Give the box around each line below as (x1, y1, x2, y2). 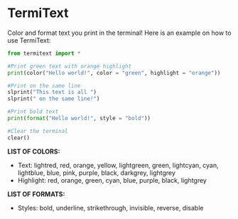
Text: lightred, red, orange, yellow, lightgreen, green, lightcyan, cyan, (17, 161, 219, 169)
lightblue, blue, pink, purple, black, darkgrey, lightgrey (17, 169, 176, 177)
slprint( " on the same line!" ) (7, 95, 100, 102)
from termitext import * (7, 50, 81, 57)
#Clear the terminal (7, 127, 69, 134)
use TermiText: (7, 36, 51, 44)
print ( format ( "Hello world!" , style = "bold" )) (7, 115, 151, 122)
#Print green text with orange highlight (7, 63, 132, 70)
